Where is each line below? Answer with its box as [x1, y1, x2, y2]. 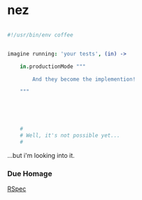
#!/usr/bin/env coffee [7, 31, 73, 39]
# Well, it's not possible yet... [20, 132, 120, 139]
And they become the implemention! [32, 76, 136, 83]
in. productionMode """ [20, 62, 86, 70]
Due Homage [7, 168, 52, 178]
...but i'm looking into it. [7, 151, 75, 159]
